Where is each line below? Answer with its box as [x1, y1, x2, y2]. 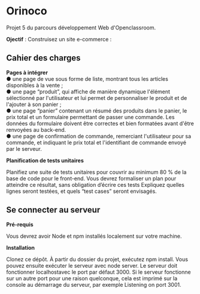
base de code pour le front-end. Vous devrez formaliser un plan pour [6, 175, 177, 182]
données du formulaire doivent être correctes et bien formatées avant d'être [6, 120, 195, 127]
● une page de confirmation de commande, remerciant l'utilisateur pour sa [6, 132, 192, 140]
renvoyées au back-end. [6, 126, 66, 133]
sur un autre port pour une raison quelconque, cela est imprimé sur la [6, 274, 178, 282]
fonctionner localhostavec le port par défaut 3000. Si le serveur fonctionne [6, 268, 191, 275]
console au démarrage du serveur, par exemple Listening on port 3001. [6, 281, 181, 288]
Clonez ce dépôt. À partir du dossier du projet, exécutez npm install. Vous [6, 256, 189, 263]
